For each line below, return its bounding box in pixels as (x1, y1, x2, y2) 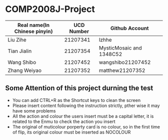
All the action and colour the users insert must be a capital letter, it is (12, 113, 154, 119)
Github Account (110, 24, 149, 31)
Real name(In (17, 21, 50, 28)
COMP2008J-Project (5, 3, 95, 15)
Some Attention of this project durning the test (5, 84, 153, 92)
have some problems (12, 107, 56, 113)
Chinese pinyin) (14, 27, 53, 34)
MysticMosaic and (98, 44, 142, 51)
